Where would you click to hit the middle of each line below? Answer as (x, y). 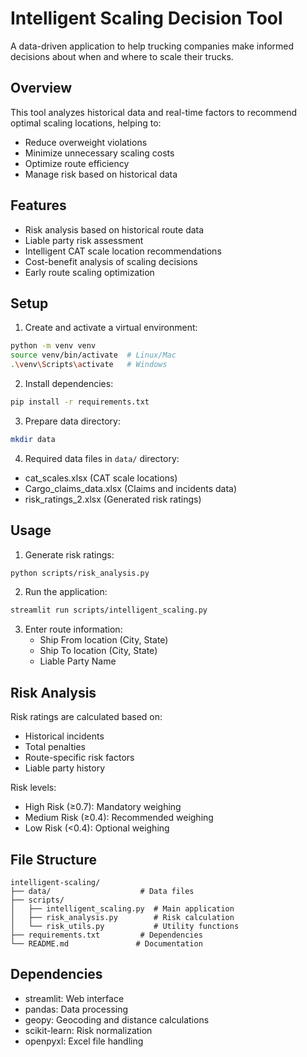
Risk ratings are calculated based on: (86, 717)
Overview (41, 88)
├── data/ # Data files (102, 891)
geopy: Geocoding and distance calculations (117, 1019)
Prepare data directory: (72, 421)
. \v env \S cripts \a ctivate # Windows (89, 365)
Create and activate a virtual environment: (111, 328)
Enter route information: (73, 629)
